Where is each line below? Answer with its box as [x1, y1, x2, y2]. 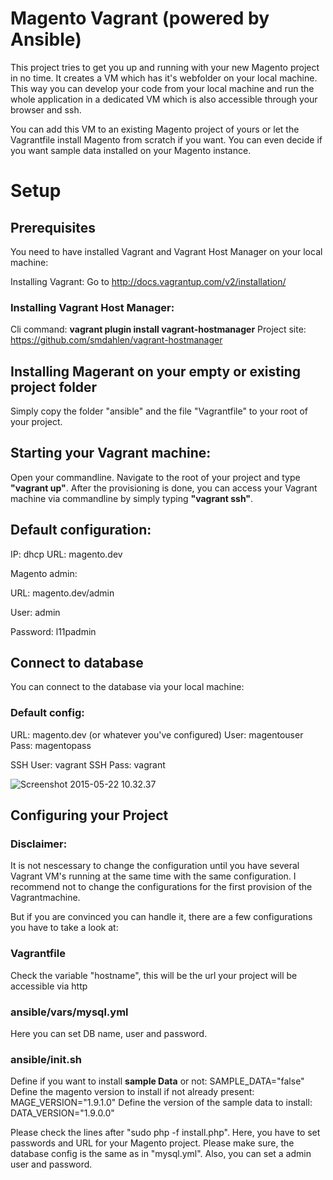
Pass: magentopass [10, 739, 92, 751]
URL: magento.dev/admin [10, 587, 115, 599]
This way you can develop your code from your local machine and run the [10, 82, 315, 94]
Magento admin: [10, 567, 78, 579]
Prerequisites [10, 219, 96, 236]
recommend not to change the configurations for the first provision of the [10, 881, 313, 893]
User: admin [10, 606, 61, 618]
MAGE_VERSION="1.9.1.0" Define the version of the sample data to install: [10, 1097, 313, 1109]
